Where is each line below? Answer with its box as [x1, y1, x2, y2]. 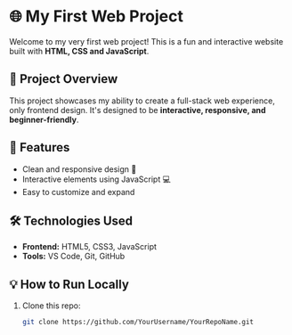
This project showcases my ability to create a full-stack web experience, [9, 95, 276, 106]
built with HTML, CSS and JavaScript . [9, 45, 150, 56]
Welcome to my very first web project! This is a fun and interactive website [9, 36, 284, 46]
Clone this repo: [21, 300, 81, 311]
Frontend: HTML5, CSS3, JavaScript [21, 241, 158, 252]
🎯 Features [9, 140, 70, 155]
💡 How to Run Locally [9, 276, 129, 291]
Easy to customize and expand [21, 186, 135, 197]
